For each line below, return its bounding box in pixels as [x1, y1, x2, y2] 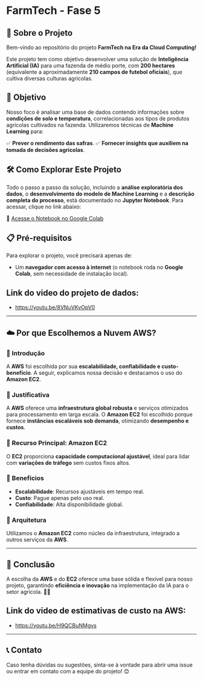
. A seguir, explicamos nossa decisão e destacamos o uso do [30, 369, 182, 376]
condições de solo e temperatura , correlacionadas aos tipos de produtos [6, 114, 190, 122]
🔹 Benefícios [6, 474, 44, 482]
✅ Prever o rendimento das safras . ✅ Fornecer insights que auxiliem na [6, 139, 188, 146]
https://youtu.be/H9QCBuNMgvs [14, 622, 97, 629]
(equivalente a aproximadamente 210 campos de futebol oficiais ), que [6, 68, 182, 76]
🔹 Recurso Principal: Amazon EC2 [6, 439, 108, 447]
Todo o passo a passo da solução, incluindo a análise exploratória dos [6, 183, 183, 191]
